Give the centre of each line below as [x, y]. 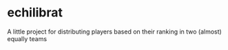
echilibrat [35, 13]
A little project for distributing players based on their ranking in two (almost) [114, 32]
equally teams [27, 38]
